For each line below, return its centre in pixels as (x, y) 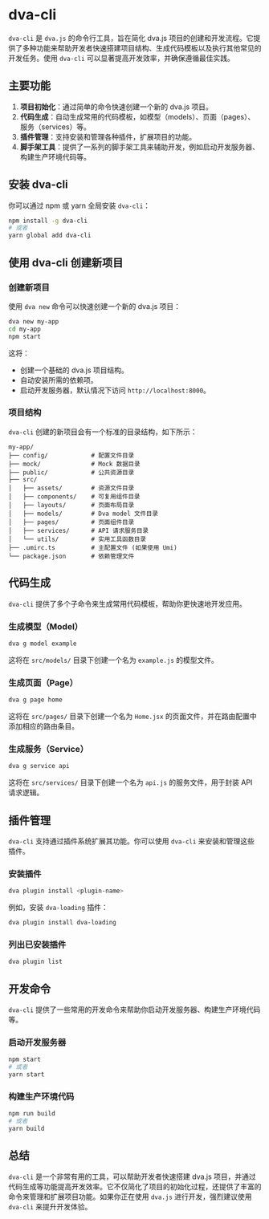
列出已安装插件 (37, 945)
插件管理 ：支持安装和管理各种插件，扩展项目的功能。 (108, 136)
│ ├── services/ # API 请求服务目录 (78, 530)
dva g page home (35, 700)
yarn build (26, 1128)
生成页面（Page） (43, 682)
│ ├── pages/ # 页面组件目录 (71, 522)
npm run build (32, 1114)
